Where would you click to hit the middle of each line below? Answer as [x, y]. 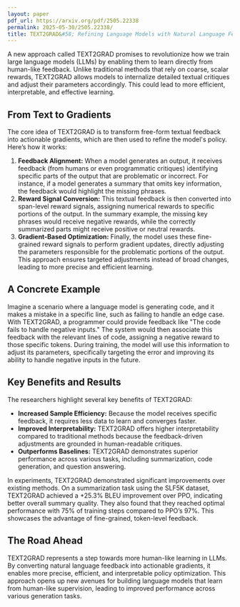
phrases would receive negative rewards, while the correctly [107, 221]
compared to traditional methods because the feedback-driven [110, 436]
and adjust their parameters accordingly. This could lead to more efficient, [116, 85]
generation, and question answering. [72, 466]
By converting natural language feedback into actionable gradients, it [109, 566]
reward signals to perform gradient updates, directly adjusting [133, 244]
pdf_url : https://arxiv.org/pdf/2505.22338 [73, 21]
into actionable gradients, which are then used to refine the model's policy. [117, 139]
